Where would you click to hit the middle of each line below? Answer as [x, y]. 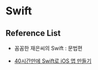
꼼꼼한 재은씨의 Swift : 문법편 [48, 48]
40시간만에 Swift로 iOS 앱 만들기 [53, 61]
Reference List [33, 33]
